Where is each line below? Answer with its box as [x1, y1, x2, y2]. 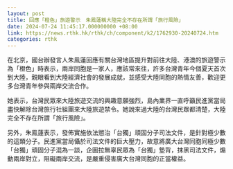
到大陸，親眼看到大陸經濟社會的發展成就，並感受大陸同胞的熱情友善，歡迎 [7, 73, 220, 82]
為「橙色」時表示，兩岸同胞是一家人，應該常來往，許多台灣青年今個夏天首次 [7, 64, 226, 73]
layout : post [7, 10, 45, 17]
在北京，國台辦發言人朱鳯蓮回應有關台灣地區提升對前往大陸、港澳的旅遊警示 [7, 56, 226, 64]
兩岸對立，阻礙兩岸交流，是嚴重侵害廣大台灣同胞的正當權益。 [12, 154, 189, 163]
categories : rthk [7, 36, 58, 43]
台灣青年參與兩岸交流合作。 [12, 82, 92, 90]
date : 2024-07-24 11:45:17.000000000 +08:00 [7, 23, 138, 30]
